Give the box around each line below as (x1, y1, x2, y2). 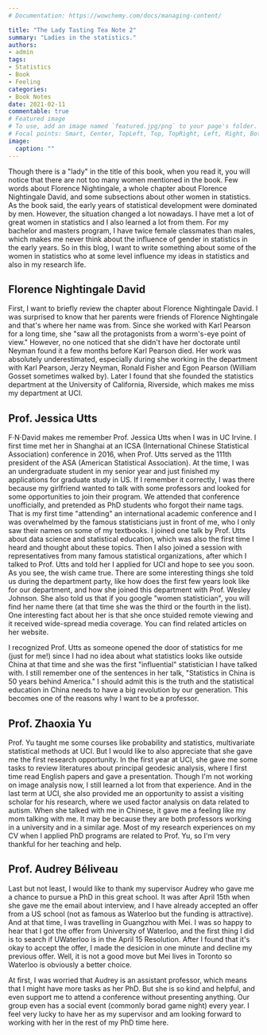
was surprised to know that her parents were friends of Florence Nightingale (8, 312, 259, 322)
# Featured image (8, 115, 66, 123)
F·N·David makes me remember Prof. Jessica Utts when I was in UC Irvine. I (8, 433, 257, 442)
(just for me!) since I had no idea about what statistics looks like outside (8, 651, 243, 661)
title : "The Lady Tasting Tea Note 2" (8, 25, 137, 34)
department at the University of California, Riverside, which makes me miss (8, 380, 255, 390)
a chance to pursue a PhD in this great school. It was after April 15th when (8, 892, 250, 901)
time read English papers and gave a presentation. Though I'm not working (8, 771, 253, 781)
